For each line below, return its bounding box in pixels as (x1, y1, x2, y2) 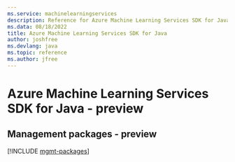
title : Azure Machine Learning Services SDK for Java (7, 29, 168, 37)
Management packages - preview (7, 128, 157, 140)
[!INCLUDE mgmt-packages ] (7, 147, 90, 155)
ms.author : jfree (7, 56, 58, 63)
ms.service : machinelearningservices (7, 10, 117, 17)
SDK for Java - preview (7, 101, 144, 116)
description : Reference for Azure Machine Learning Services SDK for (7, 17, 215, 24)
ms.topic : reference (7, 50, 68, 57)
